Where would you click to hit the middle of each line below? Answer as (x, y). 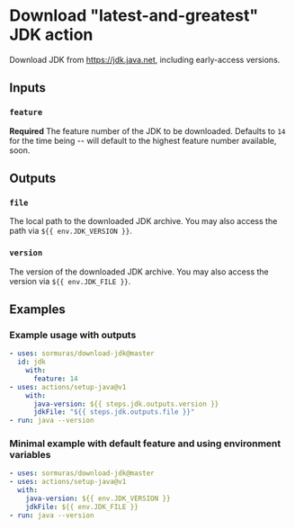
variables (30, 455)
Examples (37, 309)
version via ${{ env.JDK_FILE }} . (70, 281)
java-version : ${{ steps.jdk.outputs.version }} (126, 404)
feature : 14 (55, 379)
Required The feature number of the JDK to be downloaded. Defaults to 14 (147, 130)
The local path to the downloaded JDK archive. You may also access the (143, 221)
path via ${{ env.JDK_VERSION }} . (71, 231)
